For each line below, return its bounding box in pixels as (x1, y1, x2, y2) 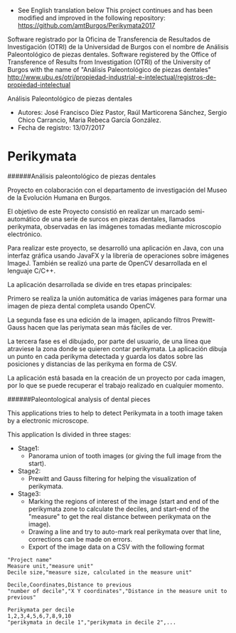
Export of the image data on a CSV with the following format (28, 542, 205, 551)
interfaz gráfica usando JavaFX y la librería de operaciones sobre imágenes (7, 251, 230, 260)
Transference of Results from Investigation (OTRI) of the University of (7, 58, 211, 66)
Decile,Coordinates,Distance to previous (7, 581, 132, 588)
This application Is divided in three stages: (7, 430, 132, 438)
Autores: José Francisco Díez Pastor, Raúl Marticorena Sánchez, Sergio (17, 108, 227, 116)
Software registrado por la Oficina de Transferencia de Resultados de (7, 35, 211, 44)
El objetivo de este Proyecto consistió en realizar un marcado (7, 207, 187, 216)
